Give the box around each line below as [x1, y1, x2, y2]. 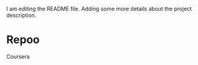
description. [6, 12, 37, 19]
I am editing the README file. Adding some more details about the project [6, 5, 192, 12]
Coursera [6, 53, 30, 60]
